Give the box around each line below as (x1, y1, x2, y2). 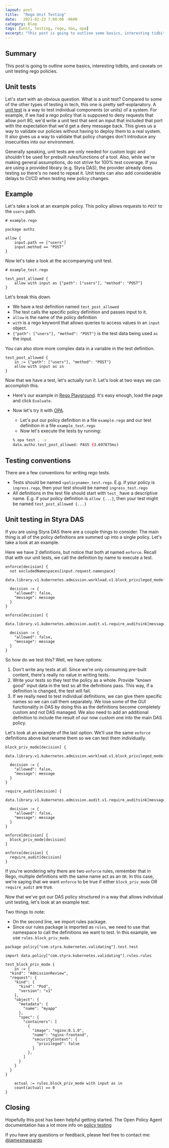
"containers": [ (23, 1019, 57, 1024)
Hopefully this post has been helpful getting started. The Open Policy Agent (5, 1116, 162, 1122)
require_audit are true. (5, 884, 54, 890)
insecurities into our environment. (5, 139, 75, 145)
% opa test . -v (12, 438, 47, 443)
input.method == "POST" (14, 244, 64, 250)
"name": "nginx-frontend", (32, 1032, 89, 1037)
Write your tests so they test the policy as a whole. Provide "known (12, 677, 151, 683)
